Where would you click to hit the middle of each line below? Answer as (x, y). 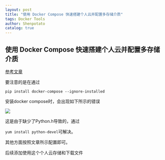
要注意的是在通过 (22, 82)
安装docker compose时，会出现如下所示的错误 (53, 101)
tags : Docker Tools (25, 19)
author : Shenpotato (25, 24)
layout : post (19, 10)
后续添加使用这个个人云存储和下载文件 (44, 153)
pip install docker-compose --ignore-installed (55, 91)
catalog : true (20, 28)
